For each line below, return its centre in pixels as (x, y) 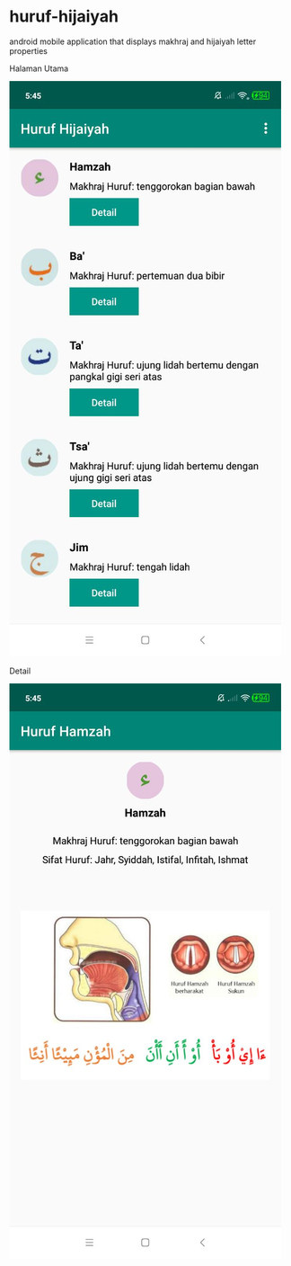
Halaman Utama (39, 68)
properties (28, 50)
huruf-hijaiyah (64, 17)
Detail (20, 671)
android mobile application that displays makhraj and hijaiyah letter (133, 41)
